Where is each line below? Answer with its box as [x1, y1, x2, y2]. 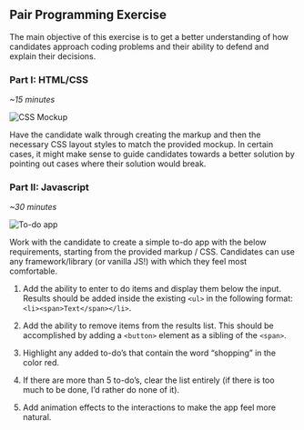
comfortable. [9, 265, 57, 276]
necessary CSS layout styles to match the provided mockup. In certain [9, 139, 274, 150]
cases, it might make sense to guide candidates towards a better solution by [9, 149, 296, 160]
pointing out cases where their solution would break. [9, 158, 207, 169]
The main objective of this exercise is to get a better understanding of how [9, 31, 289, 42]
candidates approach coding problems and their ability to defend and [9, 41, 269, 52]
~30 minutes [9, 202, 57, 213]
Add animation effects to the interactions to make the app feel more [22, 402, 276, 413]
